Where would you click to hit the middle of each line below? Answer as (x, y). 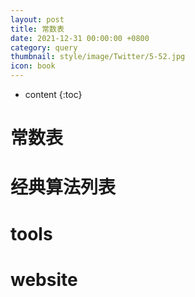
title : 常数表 (37, 29)
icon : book (33, 66)
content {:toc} (53, 94)
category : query (44, 47)
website (44, 279)
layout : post (37, 19)
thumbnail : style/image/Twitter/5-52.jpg (98, 57)
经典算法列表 (63, 187)
